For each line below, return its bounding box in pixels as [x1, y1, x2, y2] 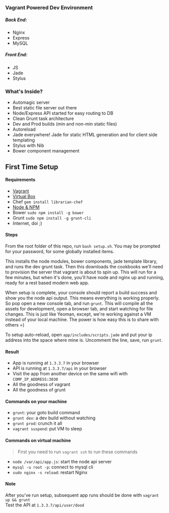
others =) [5, 322, 25, 328]
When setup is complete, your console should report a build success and [5, 289, 157, 295]
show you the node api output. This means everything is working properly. [5, 295, 160, 301]
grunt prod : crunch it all [12, 420, 62, 426]
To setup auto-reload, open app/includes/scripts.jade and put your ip [5, 331, 152, 338]
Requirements [5, 177, 36, 183]
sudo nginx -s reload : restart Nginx [12, 469, 88, 475]
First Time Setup [5, 163, 59, 171]
